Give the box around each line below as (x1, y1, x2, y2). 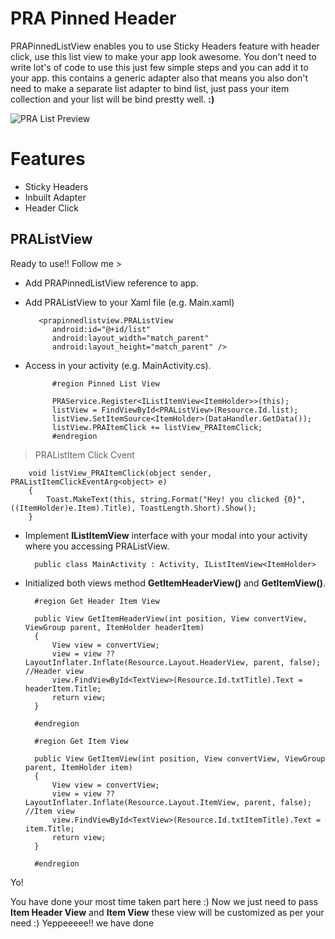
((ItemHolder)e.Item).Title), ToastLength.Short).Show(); (10, 503, 257, 513)
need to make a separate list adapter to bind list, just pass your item (10, 82, 290, 94)
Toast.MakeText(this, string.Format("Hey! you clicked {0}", (46, 494, 307, 504)
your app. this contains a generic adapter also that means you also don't (10, 72, 309, 84)
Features (10, 148, 86, 171)
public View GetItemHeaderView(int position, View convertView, (34, 613, 308, 624)
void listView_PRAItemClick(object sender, (28, 468, 213, 478)
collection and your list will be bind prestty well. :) (10, 93, 215, 105)
